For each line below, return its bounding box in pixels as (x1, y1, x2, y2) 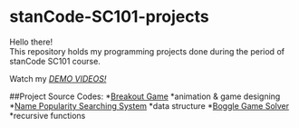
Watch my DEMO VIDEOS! (9, 73, 107, 84)
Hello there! (9, 36, 53, 47)
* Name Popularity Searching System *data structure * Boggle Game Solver (9, 100, 290, 111)
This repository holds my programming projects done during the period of (9, 45, 285, 56)
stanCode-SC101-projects (9, 6, 210, 27)
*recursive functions (9, 110, 86, 121)
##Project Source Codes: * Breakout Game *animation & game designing (9, 91, 281, 102)
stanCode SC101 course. (9, 55, 101, 66)
